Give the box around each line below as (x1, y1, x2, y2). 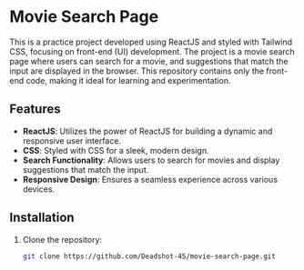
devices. (22, 184, 56, 195)
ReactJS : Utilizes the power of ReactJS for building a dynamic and (22, 125, 273, 136)
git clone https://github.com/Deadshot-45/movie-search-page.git (22, 252, 276, 261)
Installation (9, 210, 75, 225)
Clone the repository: (22, 234, 103, 245)
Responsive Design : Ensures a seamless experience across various (22, 174, 279, 185)
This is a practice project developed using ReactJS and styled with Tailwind (9, 36, 293, 47)
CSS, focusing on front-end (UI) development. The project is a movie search (9, 45, 296, 56)
